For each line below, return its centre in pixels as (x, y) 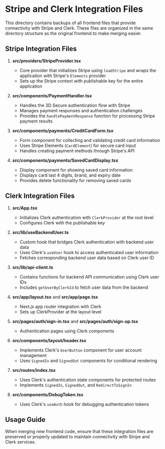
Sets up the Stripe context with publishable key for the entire (81, 81)
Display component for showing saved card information (76, 170)
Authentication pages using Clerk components (67, 331)
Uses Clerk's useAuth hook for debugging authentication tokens (84, 404)
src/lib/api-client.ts (33, 267)
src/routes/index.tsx (34, 370)
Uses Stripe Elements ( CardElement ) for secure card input (78, 145)
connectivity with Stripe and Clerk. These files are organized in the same (79, 28)
